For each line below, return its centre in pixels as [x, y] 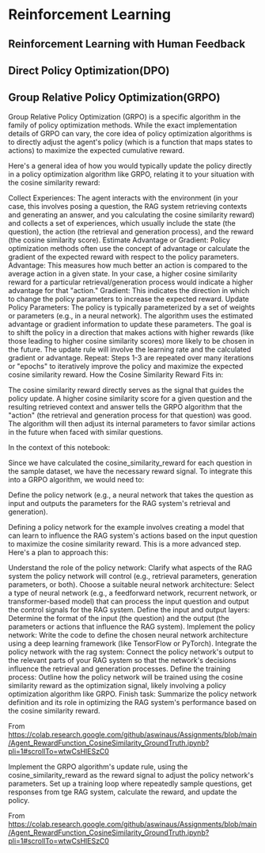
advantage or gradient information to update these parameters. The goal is [130, 324]
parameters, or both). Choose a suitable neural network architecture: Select [131, 585]
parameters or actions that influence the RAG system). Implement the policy [132, 626]
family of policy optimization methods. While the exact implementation [123, 125]
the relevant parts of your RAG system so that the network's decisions [123, 660]
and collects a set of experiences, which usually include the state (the [122, 223]
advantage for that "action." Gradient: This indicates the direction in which [129, 290]
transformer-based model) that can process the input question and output [129, 601]
